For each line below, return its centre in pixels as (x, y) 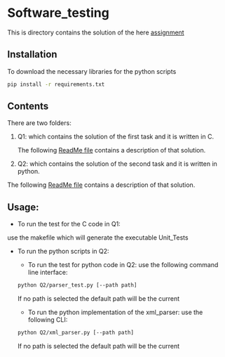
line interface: (48, 273)
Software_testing (59, 13)
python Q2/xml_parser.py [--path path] (76, 333)
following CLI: (48, 320)
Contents (28, 106)
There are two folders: (39, 123)
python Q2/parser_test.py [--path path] (77, 285)
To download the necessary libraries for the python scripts (92, 71)
